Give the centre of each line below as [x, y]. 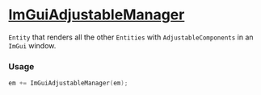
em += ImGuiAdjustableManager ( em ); [68, 83]
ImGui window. [32, 45]
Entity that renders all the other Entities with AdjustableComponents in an [131, 37]
